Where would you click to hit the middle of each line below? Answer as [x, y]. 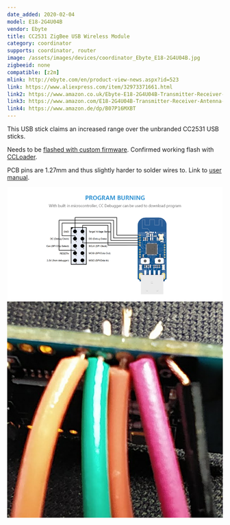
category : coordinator [39, 44]
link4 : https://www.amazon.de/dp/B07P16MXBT [72, 109]
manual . [18, 177]
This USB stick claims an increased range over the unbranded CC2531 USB [113, 129]
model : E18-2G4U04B [35, 22]
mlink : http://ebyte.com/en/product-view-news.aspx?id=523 [93, 80]
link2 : [16, 94]
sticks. [16, 136]
